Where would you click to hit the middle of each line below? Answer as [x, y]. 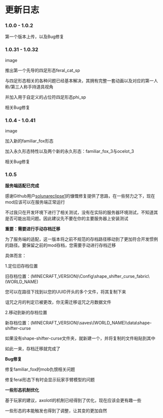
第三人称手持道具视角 [32, 87]
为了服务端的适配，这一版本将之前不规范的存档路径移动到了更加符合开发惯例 [81, 239]
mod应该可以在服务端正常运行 [35, 202]
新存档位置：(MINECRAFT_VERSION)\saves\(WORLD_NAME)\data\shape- [78, 323]
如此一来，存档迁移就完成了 [33, 349]
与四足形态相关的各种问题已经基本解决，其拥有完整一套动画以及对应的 [75, 80]
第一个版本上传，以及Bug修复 [35, 36]
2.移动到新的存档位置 [26, 312]
